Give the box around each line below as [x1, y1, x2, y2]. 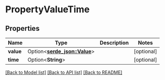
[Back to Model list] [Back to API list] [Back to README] [5, 69, 123, 75]
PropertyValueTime [5, 4, 90, 15]
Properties [5, 24, 40, 33]
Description [99, 39, 129, 46]
